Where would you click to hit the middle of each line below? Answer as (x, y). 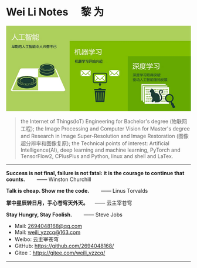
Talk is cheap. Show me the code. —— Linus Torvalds (77, 191)
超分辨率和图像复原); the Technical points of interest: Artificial (95, 143)
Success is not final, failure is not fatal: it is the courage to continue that (95, 173)
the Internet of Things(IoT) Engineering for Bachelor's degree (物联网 (104, 122)
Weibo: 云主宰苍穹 (37, 239)
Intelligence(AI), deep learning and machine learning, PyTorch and (100, 150)
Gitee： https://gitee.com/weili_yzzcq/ (60, 253)
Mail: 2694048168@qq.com (48, 226)
